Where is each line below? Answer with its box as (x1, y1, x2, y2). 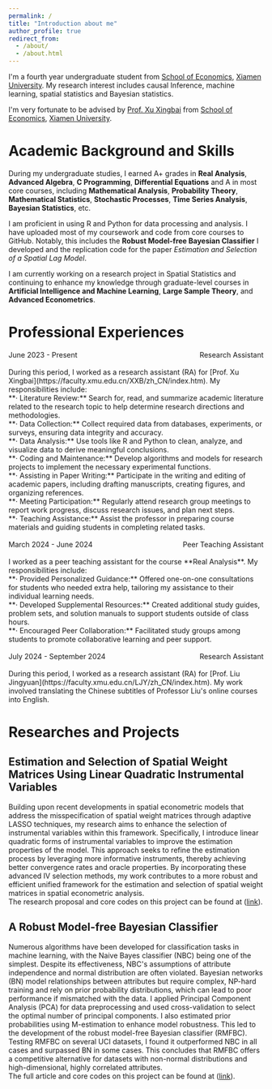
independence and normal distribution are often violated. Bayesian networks (8, 967, 263, 977)
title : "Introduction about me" (8, 19, 117, 28)
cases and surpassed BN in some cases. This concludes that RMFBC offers (8, 1045, 261, 1055)
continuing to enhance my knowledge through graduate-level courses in (8, 277, 249, 287)
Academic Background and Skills (8, 142, 235, 161)
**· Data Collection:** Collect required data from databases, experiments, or (8, 418, 263, 428)
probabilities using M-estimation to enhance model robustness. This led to (8, 1019, 257, 1029)
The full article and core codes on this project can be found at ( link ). (8, 1071, 236, 1081)
